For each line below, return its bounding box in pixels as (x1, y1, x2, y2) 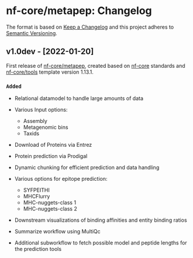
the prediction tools (14, 246, 62, 253)
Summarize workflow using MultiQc (14, 228, 101, 235)
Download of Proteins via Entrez (14, 142, 92, 149)
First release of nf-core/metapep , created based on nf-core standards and (6, 62, 185, 69)
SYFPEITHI (23, 187, 50, 194)
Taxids (23, 130, 40, 137)
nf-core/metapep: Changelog (6, 4, 152, 18)
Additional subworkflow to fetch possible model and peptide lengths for (14, 239, 187, 246)
